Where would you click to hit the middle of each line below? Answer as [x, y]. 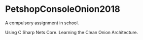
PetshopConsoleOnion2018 [63, 9]
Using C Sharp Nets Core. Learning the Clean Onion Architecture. [71, 32]
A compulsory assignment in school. [42, 23]
